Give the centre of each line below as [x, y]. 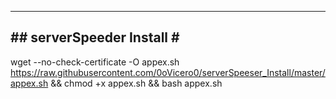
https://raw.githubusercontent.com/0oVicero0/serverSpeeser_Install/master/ [168, 72]
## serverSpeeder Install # [95, 37]
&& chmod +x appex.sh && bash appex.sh [136, 83]
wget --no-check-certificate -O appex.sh [95, 62]
